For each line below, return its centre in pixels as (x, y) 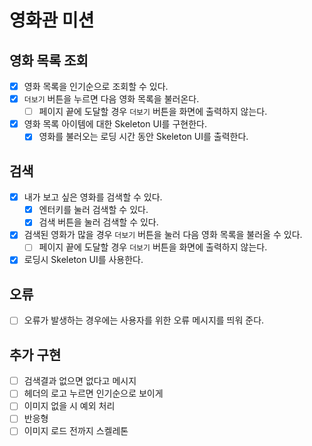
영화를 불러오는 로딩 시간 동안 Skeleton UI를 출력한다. (143, 137)
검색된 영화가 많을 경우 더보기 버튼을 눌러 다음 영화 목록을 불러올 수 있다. (163, 235)
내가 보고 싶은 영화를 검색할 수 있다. (93, 197)
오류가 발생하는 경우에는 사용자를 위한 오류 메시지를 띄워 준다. (144, 320)
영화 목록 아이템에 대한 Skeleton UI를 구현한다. (115, 124)
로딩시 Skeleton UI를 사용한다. (83, 260)
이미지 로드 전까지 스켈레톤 (76, 431)
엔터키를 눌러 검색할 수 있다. (93, 210)
